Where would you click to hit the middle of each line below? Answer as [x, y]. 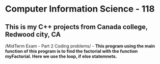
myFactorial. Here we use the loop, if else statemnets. [61, 56]
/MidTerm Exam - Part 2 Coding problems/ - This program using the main [80, 46]
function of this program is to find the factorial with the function [72, 51]
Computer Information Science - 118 [80, 9]
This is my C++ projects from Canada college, [77, 27]
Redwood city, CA [33, 34]
